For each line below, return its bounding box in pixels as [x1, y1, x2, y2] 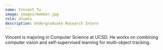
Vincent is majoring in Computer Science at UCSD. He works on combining [5, 34, 159, 40]
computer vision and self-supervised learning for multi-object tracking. [5, 40, 151, 46]
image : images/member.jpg [5, 12, 59, 17]
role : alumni [5, 16, 32, 21]
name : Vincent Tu [5, 7, 41, 12]
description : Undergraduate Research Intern [5, 21, 99, 26]
